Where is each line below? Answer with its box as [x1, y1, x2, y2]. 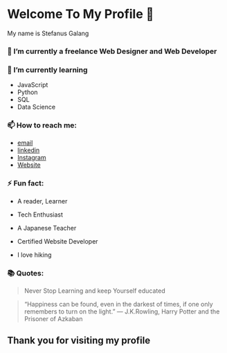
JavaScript [17, 81, 48, 89]
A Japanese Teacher [17, 224, 77, 232]
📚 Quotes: [7, 268, 44, 278]
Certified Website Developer [17, 237, 98, 245]
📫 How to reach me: [7, 120, 78, 130]
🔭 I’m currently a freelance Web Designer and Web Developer [7, 46, 217, 56]
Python [17, 88, 38, 96]
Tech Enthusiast [17, 210, 64, 219]
